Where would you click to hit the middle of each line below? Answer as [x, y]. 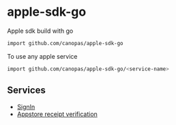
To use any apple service [42, 56]
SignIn [26, 107]
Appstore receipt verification [57, 114]
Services [27, 91]
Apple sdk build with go [40, 31]
